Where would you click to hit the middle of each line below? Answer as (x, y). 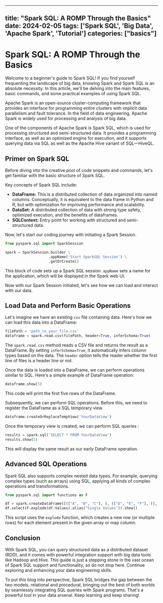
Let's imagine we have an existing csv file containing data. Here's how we (78, 317)
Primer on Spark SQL (37, 159)
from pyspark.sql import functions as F (47, 495)
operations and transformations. (37, 486)
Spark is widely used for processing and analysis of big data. (66, 118)
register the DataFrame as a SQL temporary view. (54, 408)
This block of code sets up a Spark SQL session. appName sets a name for (78, 270)
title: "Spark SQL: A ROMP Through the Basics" (78, 18)
